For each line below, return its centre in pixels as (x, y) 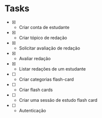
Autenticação (32, 110)
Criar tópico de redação (43, 38)
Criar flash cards (36, 90)
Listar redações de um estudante (52, 69)
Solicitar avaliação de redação (50, 48)
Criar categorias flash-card (46, 79)
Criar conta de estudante (44, 27)
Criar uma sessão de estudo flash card (58, 100)
